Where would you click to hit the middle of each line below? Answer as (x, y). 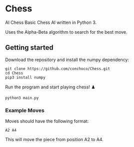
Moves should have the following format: (47, 121)
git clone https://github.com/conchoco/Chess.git (58, 69)
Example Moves (25, 110)
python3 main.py (22, 98)
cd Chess (14, 73)
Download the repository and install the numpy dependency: (67, 60)
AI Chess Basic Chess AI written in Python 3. (51, 22)
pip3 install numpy (25, 77)
